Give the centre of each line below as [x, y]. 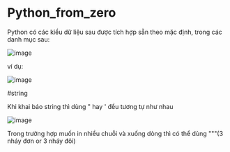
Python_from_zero [62, 13]
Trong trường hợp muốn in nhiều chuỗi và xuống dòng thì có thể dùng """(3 [115, 133]
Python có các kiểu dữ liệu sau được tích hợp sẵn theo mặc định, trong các [115, 32]
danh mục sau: [29, 39]
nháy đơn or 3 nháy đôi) [41, 141]
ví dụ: [15, 66]
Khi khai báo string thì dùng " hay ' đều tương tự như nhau [90, 106]
